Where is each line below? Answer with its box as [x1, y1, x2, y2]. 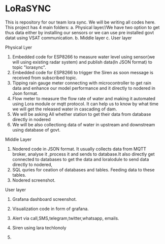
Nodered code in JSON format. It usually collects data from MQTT [12, 146, 147, 152]
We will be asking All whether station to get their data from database [12, 111, 151, 117]
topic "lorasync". [12, 64, 46, 70]
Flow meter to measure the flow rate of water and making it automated [12, 95, 156, 101]
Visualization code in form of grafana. [12, 206, 89, 212]
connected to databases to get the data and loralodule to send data [12, 156, 149, 162]
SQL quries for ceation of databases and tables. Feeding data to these [12, 166, 155, 172]
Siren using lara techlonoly [12, 224, 66, 231]
